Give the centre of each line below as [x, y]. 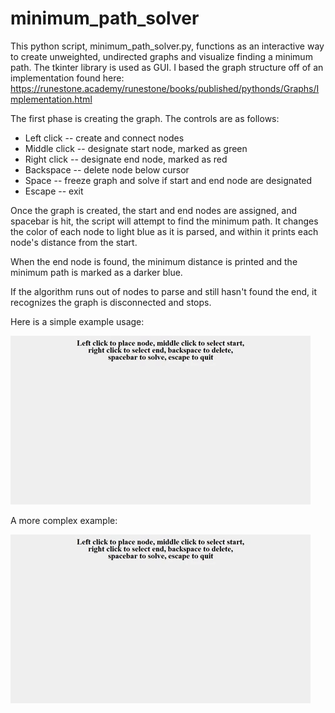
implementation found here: [67, 78]
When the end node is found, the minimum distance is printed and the [154, 261]
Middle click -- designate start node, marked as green [136, 148]
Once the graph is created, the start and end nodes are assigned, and [154, 210]
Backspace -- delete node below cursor [107, 169]
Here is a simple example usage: [77, 321]
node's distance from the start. [74, 242]
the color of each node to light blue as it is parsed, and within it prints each [164, 231]
